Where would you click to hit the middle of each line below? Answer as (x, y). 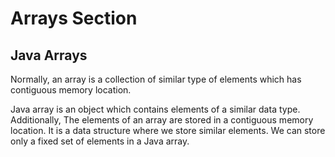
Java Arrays (49, 55)
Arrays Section (74, 18)
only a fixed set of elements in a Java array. (100, 141)
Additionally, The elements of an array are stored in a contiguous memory (162, 120)
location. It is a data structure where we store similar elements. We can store (168, 130)
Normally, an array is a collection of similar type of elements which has (156, 79)
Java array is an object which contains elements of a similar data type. (155, 109)
